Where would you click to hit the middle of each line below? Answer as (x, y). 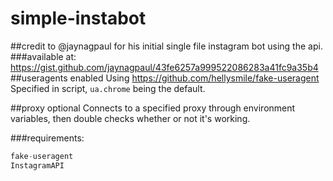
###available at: (43, 56)
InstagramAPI (37, 165)
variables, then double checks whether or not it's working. (130, 118)
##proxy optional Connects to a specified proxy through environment (153, 108)
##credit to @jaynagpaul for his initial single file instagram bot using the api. (166, 46)
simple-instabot (78, 18)
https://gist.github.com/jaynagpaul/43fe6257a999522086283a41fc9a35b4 (164, 67)
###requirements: (47, 138)
